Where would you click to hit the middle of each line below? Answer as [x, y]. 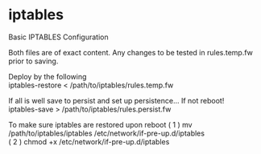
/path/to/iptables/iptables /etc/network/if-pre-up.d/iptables [107, 133]
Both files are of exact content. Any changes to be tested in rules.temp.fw [131, 52]
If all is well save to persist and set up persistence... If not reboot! [116, 100]
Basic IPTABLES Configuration [58, 37]
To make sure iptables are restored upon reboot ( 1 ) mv [100, 124]
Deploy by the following [48, 76]
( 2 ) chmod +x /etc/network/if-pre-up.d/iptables [89, 141]
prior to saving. [33, 61]
